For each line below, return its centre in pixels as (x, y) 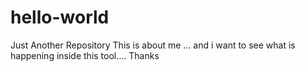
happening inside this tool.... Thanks (85, 55)
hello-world (60, 17)
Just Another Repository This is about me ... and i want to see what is (153, 45)
